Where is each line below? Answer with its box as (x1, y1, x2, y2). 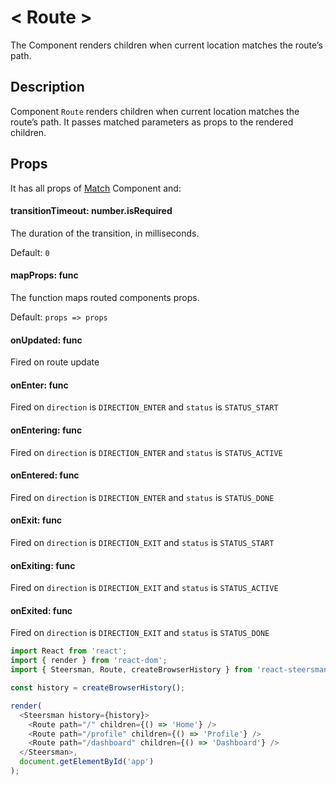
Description (10, 79, 85, 96)
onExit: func (10, 514, 63, 526)
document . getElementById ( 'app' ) (19, 757, 155, 767)
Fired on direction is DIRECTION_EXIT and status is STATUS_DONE (10, 627, 270, 639)
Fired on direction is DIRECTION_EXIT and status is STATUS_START (10, 536, 275, 548)
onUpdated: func (10, 334, 83, 346)
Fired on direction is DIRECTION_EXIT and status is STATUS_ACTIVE (10, 582, 279, 594)
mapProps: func (10, 269, 79, 281)
